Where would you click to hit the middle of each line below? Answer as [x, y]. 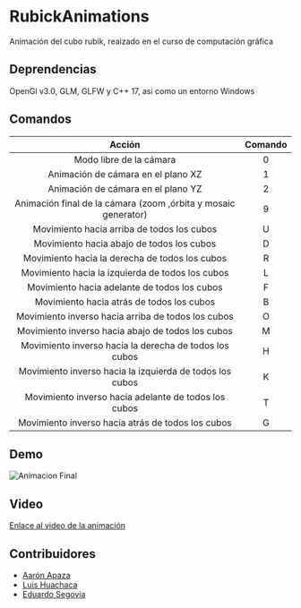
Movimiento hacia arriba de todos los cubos [125, 228]
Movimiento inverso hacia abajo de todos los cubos [125, 330]
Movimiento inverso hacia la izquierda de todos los [125, 371]
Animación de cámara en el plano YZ [125, 188]
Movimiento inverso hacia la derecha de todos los [125, 345]
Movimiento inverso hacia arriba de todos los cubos [125, 316]
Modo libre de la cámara [125, 159]
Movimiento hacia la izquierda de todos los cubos [125, 272]
